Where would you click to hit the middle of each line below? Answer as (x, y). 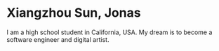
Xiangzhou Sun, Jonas (74, 13)
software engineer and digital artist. (58, 39)
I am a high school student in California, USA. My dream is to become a (109, 32)
